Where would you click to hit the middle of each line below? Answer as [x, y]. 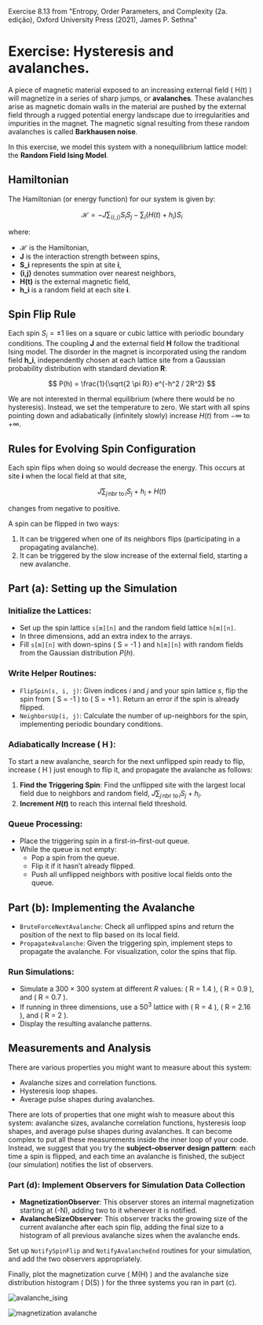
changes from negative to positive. [64, 508]
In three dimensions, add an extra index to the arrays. [106, 637]
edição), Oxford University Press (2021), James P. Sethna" [103, 20]
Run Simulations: [41, 971]
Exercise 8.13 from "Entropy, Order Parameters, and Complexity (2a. [118, 11]
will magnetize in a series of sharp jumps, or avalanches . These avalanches [131, 98]
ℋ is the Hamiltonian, [54, 248]
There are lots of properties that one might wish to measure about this [122, 1114]
